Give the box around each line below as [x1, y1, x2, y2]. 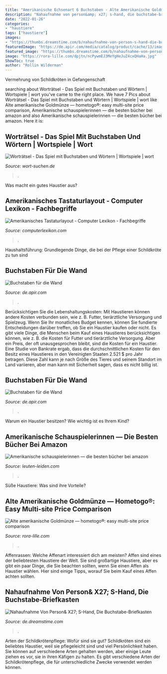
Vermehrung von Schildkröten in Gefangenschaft [5, 77, 105, 83]
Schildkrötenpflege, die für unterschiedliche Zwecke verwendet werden [5, 659, 152, 665]
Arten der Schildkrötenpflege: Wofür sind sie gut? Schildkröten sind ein [5, 638, 151, 644]
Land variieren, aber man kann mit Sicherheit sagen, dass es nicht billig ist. [5, 362, 159, 368]
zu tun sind [5, 252, 28, 258]
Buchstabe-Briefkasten [5, 596, 80, 604]
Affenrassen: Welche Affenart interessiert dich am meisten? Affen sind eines [5, 552, 162, 558]
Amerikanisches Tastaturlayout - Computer [5, 197, 143, 205]
